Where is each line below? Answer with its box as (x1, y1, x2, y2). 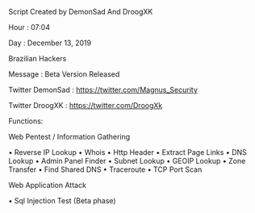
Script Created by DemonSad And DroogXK (8, 7, 153, 16)
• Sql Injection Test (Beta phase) (8, 196, 116, 205)
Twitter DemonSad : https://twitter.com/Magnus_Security (8, 85, 198, 94)
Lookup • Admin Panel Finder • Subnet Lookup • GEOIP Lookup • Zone (8, 157, 246, 165)
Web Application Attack (8, 181, 87, 190)
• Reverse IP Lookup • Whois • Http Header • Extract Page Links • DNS (8, 148, 248, 157)
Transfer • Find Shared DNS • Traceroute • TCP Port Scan (8, 165, 203, 174)
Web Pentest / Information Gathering (8, 132, 131, 141)
